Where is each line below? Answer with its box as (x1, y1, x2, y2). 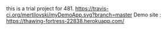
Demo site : (133, 11, 162, 18)
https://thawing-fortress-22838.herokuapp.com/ (6, 18, 124, 24)
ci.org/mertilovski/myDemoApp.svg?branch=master (6, 11, 133, 18)
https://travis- (75, 5, 109, 12)
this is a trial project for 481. (6, 5, 74, 12)
